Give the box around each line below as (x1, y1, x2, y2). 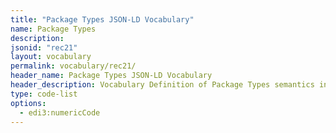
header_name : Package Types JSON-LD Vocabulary (10, 71, 213, 81)
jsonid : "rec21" (10, 42, 78, 53)
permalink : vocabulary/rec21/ (10, 61, 137, 71)
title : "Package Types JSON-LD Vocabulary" (10, 14, 195, 25)
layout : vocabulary (10, 52, 92, 62)
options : (10, 98, 47, 108)
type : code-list (10, 89, 78, 99)
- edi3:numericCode (19, 107, 101, 118)
